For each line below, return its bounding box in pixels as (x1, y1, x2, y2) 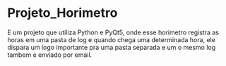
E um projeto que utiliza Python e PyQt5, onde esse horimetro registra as (7, 28, 219, 37)
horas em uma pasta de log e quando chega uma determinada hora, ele (7, 35, 215, 44)
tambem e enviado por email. (7, 51, 93, 59)
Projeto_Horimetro (7, 5, 118, 21)
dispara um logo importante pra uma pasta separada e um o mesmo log (7, 43, 216, 51)
